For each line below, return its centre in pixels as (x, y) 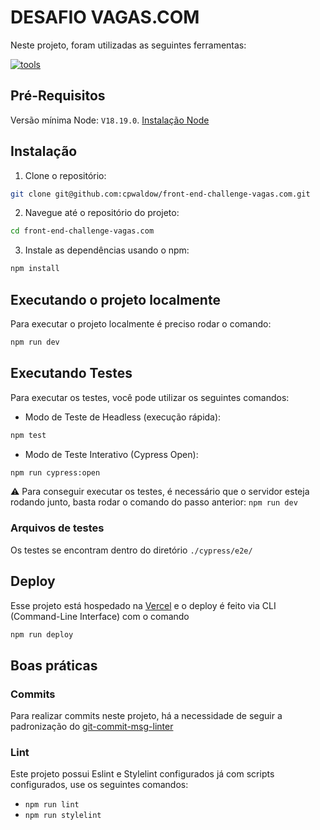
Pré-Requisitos (58, 96)
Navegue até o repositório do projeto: (102, 213)
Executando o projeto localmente (115, 299)
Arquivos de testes (57, 528)
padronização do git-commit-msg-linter (92, 727)
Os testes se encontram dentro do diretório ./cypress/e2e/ (131, 550)
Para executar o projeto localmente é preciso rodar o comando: (141, 324)
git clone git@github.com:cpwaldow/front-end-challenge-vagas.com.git (160, 194)
